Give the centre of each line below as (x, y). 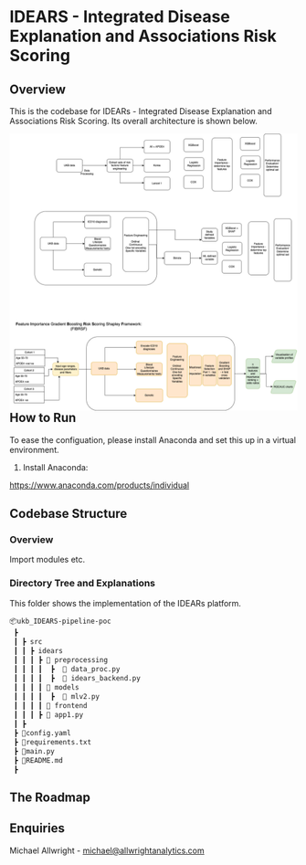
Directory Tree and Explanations (83, 584)
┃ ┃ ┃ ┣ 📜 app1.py (48, 714)
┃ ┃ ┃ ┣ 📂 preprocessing (60, 659)
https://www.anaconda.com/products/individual (100, 485)
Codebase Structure (69, 514)
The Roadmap (50, 798)
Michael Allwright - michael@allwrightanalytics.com (107, 850)
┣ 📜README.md (38, 760)
